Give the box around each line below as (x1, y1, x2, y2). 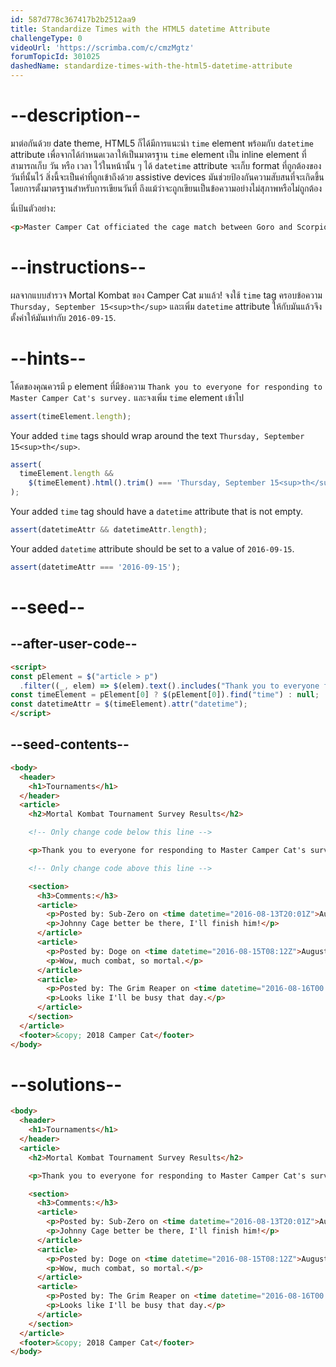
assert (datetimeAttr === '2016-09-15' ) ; (10, 562, 182, 572)
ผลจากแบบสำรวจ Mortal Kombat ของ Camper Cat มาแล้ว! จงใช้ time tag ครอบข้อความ (10, 289, 323, 301)
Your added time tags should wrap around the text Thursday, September (10, 429, 305, 441)
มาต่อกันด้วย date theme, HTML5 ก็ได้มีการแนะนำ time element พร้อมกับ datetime (10, 137, 314, 149)
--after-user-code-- (10, 636, 138, 653)
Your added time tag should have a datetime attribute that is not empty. (10, 506, 303, 518)
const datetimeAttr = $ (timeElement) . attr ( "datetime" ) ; (10, 699, 248, 710)
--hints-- (10, 347, 87, 370)
